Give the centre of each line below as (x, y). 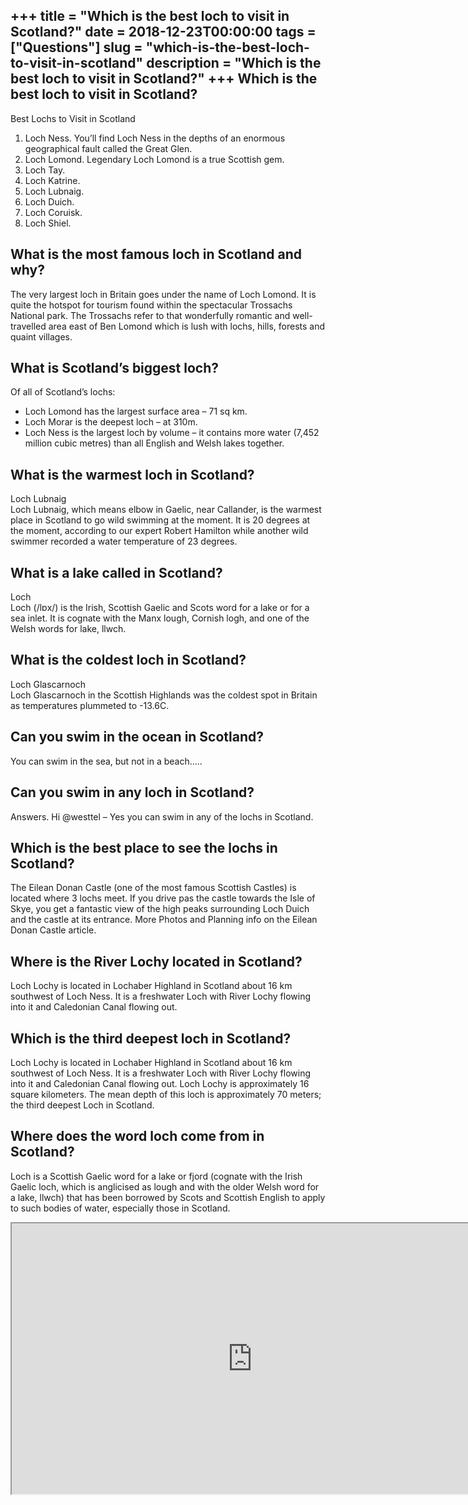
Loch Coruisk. (53, 212)
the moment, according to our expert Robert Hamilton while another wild (159, 531)
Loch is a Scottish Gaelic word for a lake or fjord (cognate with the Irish (156, 1176)
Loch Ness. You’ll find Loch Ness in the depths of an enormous (155, 138)
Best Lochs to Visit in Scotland (73, 118)
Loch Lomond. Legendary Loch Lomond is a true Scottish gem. (154, 159)
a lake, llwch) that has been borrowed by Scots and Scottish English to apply (168, 1197)
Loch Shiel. (48, 223)
